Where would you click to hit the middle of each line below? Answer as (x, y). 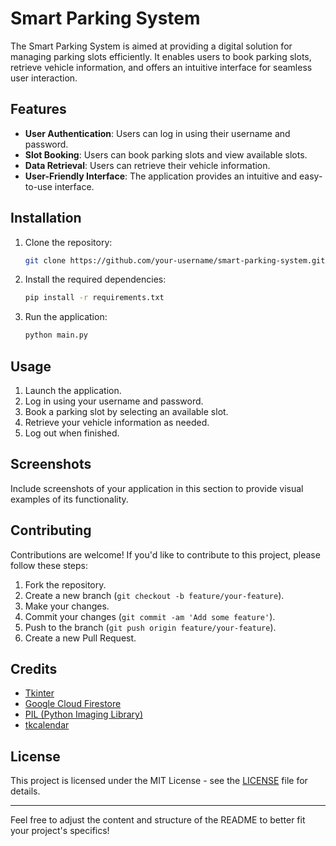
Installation (46, 218)
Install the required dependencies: (95, 279)
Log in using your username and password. (114, 401)
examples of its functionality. (69, 499)
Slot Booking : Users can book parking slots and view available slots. (166, 154)
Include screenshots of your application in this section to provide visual (157, 488)
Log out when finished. (72, 433)
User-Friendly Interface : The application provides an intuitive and (161, 176)
